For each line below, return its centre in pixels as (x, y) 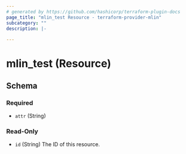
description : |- (26, 28)
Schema (22, 85)
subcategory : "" (26, 23)
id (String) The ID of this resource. (57, 144)
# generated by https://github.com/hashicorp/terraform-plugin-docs (93, 12)
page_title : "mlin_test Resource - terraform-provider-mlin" (84, 17)
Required (20, 102)
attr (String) (30, 116)
